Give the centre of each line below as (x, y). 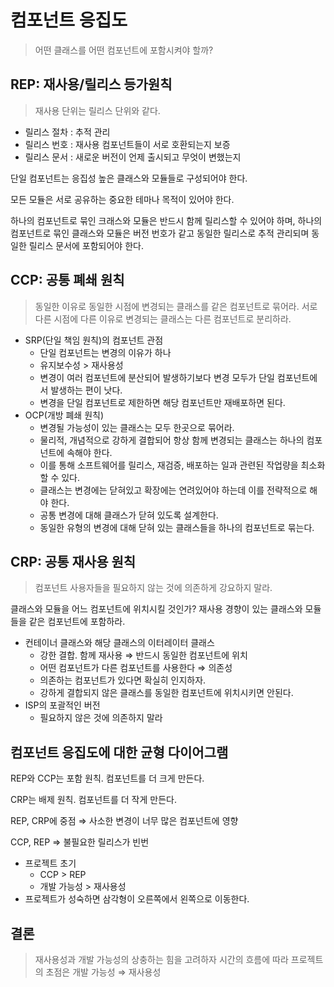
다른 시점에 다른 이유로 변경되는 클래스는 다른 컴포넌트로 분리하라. (163, 318)
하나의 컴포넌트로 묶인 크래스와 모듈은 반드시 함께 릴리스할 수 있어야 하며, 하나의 (166, 220)
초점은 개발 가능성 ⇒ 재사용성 (103, 972)
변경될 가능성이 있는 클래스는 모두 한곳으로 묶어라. (137, 427)
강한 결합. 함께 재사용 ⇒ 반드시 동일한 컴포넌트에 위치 (143, 655)
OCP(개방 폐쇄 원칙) (64, 415)
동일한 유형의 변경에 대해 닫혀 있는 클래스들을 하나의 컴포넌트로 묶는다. (177, 527)
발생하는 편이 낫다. (86, 390)
